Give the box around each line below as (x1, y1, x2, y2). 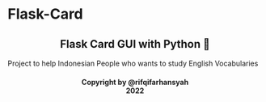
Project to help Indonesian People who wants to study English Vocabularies (7, 58, 259, 68)
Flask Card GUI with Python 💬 (59, 37, 211, 51)
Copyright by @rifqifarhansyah (81, 77, 189, 87)
